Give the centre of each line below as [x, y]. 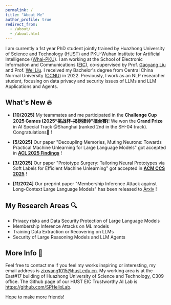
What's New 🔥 [29, 103]
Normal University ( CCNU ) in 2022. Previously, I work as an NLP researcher [85, 75]
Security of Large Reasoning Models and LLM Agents [69, 237]
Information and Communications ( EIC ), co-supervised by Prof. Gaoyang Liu [86, 65]
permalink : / [19, 10]
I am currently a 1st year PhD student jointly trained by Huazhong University [85, 48]
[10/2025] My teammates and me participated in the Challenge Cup [85, 115]
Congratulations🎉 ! [32, 132]
